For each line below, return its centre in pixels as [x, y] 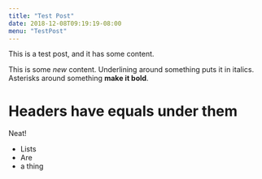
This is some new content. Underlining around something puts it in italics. [131, 70]
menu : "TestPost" [38, 31]
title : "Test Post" [41, 16]
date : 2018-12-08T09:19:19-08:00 [65, 23]
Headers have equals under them [123, 111]
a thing [32, 166]
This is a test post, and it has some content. [81, 54]
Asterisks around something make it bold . [79, 79]
